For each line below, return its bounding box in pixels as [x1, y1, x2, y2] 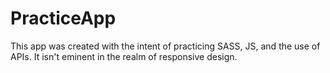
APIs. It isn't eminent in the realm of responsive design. [10, 50, 238, 62]
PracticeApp [10, 7, 117, 30]
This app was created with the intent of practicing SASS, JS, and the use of [10, 40, 321, 52]
